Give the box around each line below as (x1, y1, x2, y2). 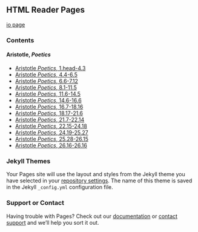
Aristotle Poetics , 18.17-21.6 (15, 109, 84, 117)
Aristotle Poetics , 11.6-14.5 (15, 90, 81, 98)
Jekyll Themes (6, 157, 51, 165)
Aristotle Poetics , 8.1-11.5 (15, 84, 78, 91)
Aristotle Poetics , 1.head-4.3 (15, 64, 86, 71)
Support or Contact (6, 199, 65, 207)
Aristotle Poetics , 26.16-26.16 (15, 142, 88, 149)
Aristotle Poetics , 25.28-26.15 (15, 135, 89, 142)
